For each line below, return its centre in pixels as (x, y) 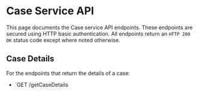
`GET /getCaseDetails (42, 84)
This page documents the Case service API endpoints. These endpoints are (99, 27)
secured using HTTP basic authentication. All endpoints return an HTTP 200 (98, 33)
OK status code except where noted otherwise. (63, 40)
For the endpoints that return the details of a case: (68, 73)
